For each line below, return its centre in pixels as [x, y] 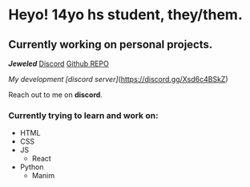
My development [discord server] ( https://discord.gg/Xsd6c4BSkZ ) [118, 79]
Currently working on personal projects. [111, 45]
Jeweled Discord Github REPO [59, 63]
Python [32, 167]
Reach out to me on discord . [55, 95]
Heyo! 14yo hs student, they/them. [125, 15]
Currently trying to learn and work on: [83, 116]
